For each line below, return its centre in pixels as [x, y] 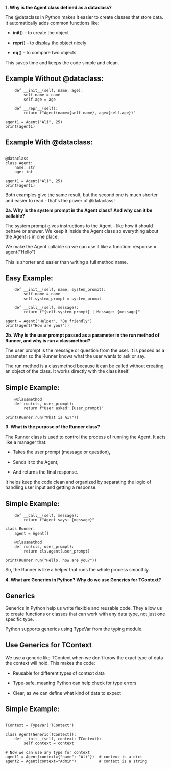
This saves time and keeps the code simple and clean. [62, 63]
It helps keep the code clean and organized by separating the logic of [78, 482]
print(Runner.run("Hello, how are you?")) [51, 560]
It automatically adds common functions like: [52, 23]
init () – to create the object [41, 33]
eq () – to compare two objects [44, 53]
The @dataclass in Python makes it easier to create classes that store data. [84, 17]
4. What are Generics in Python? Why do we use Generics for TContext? [83, 580]
